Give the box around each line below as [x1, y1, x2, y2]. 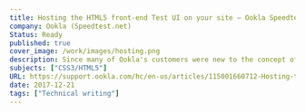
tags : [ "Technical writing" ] [9, 89, 120, 98]
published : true [9, 38, 71, 48]
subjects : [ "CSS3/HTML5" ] [9, 64, 107, 73]
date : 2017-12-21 [9, 80, 75, 89]
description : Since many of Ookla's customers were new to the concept [9, 55, 286, 64]
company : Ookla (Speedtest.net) [9, 22, 132, 31]
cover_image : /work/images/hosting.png [9, 47, 161, 56]
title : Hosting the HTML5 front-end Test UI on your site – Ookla [9, 13, 266, 23]
